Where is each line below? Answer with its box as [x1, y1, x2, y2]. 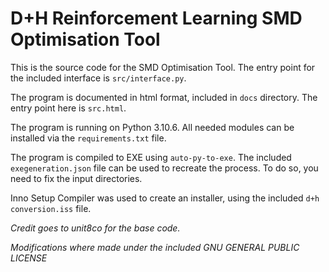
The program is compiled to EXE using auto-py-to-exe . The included [10, 151, 292, 163]
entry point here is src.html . [10, 102, 127, 114]
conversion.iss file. [10, 202, 92, 214]
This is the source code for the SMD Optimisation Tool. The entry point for [10, 61, 316, 73]
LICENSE [10, 252, 48, 264]
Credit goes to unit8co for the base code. [10, 222, 181, 234]
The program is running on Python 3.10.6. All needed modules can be [10, 121, 295, 133]
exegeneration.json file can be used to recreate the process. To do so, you [10, 162, 319, 174]
